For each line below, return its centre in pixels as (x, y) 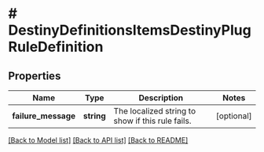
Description (161, 98)
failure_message (44, 116)
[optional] (234, 116)
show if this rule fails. (152, 121)
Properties (35, 76)
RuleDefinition (56, 47)
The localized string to (155, 111)
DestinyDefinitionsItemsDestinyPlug (130, 30)
